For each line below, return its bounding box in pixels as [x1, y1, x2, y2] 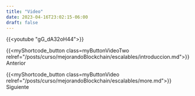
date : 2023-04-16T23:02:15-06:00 [6, 14, 88, 20]
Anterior [6, 59, 26, 67]
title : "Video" [6, 8, 44, 15]
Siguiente [6, 84, 29, 91]
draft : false [6, 19, 38, 25]
